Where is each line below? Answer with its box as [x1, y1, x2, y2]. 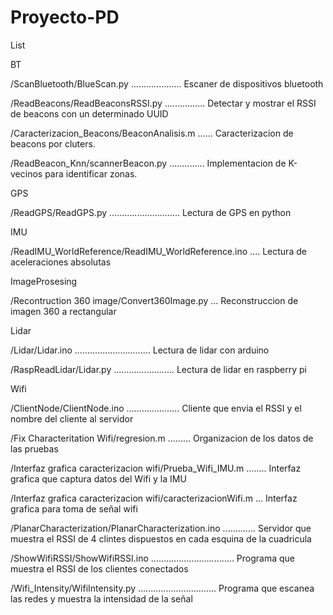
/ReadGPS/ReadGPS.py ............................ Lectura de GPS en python [10, 206, 292, 218]
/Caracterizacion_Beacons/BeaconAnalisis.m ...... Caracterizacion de [10, 127, 294, 139]
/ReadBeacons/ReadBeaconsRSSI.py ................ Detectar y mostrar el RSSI [10, 97, 317, 109]
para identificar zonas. [44, 167, 138, 180]
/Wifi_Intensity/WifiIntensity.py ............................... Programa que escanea [10, 582, 315, 594]
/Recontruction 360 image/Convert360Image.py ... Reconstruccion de [10, 294, 299, 306]
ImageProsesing [10, 275, 78, 287]
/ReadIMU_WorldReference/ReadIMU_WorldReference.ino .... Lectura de [10, 245, 307, 257]
